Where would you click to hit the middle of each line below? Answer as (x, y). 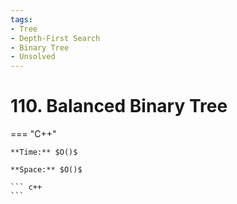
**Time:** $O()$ (44, 152)
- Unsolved (33, 57)
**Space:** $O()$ (46, 170)
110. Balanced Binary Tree (119, 106)
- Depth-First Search (55, 38)
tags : (21, 19)
